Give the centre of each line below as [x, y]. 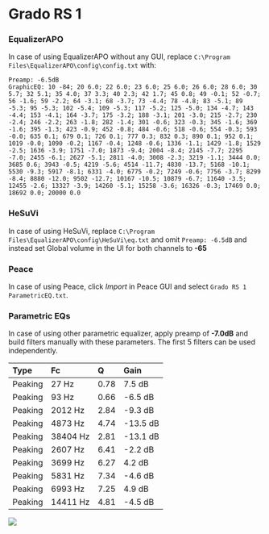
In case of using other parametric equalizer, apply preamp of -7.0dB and [128, 334]
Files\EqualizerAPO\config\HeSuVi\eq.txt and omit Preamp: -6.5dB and [128, 240]
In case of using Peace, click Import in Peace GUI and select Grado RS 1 [128, 286]
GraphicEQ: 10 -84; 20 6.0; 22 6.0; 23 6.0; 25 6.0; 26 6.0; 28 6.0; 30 [133, 87]
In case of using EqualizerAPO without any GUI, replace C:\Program [120, 56]
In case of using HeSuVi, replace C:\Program [82, 231]
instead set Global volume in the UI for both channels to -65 [108, 248]
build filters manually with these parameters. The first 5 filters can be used [132, 342]
